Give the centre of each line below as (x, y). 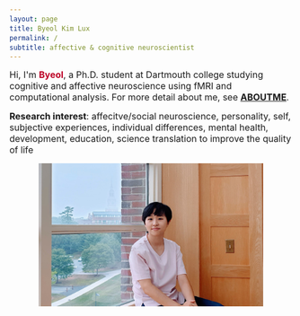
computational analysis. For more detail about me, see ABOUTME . (149, 97)
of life (22, 150)
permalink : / (34, 38)
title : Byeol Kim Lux (50, 28)
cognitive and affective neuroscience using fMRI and (121, 86)
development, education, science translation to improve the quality (150, 139)
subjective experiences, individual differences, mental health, (139, 127)
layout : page (34, 19)
